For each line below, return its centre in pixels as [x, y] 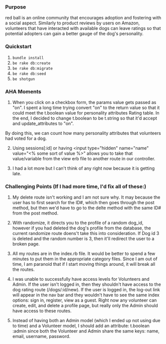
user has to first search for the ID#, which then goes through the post [83, 203]
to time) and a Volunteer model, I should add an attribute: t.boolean [81, 326]
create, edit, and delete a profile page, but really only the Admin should [85, 306]
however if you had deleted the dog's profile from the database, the [82, 228]
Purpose [16, 7]
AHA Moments [23, 92]
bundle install [28, 58]
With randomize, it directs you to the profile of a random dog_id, [78, 223]
